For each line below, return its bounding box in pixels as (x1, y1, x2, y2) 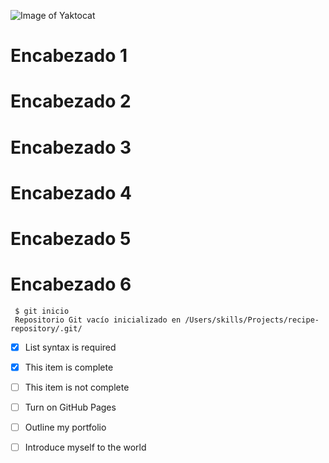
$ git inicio (14, 306, 70, 316)
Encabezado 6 (10, 273, 132, 296)
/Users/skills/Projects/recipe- (184, 315, 320, 325)
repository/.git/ (10, 323, 83, 334)
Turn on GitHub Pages (24, 401, 117, 414)
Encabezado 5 (10, 227, 132, 250)
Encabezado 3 (10, 136, 132, 159)
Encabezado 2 (10, 90, 132, 113)
